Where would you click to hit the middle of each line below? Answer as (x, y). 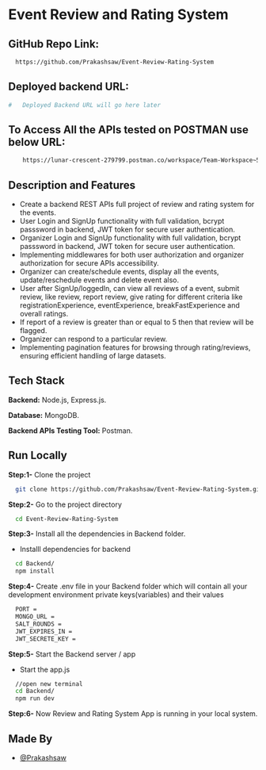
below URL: (37, 142)
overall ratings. (44, 314)
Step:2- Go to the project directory (65, 504)
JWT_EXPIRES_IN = (44, 631)
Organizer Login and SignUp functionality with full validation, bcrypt (130, 238)
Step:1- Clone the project (49, 474)
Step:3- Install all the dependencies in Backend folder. (97, 534)
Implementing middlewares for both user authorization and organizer (132, 255)
